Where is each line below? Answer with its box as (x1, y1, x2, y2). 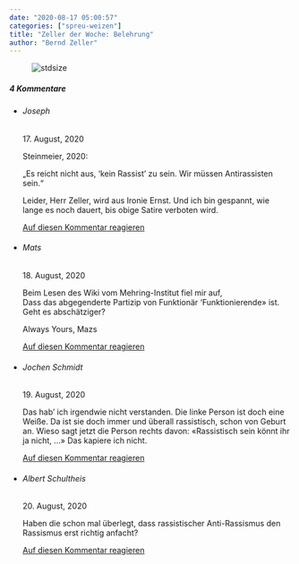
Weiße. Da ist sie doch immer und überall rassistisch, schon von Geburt (21, 416, 286, 427)
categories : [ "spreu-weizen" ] (9, 21, 123, 30)
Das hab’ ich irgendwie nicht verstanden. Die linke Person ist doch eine (21, 406, 285, 417)
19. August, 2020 (21, 389, 86, 400)
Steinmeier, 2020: (21, 150, 89, 161)
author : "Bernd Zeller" (9, 38, 98, 47)
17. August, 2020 (21, 133, 85, 144)
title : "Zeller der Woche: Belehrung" (9, 30, 154, 38)
